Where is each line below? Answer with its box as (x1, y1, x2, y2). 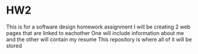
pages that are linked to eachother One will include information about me (6, 29, 184, 36)
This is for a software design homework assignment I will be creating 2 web (6, 23, 191, 30)
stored (6, 42, 22, 49)
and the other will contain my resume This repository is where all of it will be (6, 36, 192, 43)
